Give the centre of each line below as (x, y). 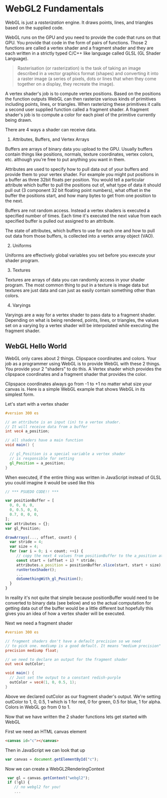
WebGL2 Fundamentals (54, 9)
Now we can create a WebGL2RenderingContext (55, 769)
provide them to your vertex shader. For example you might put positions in (82, 174)
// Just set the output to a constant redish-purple (65, 678)
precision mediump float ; (32, 650)
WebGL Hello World (36, 346)
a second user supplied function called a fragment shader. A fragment (77, 109)
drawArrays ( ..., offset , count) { (41, 537)
